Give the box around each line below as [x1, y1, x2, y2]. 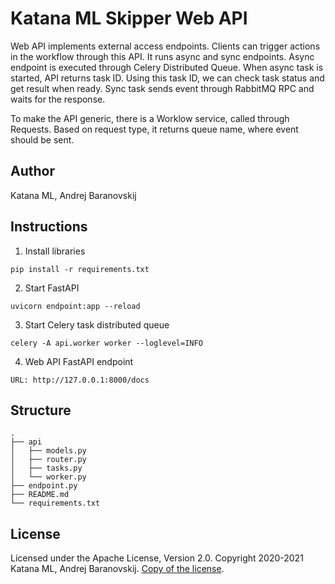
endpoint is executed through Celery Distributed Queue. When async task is [10, 61, 324, 73]
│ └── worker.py [10, 472, 87, 482]
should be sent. [10, 133, 75, 146]
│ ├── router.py [10, 455, 87, 465]
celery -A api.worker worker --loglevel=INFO [10, 338, 203, 348]
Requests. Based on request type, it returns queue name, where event [10, 123, 299, 135]
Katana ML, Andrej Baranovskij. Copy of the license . [10, 563, 225, 575]
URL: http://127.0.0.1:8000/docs [10, 375, 150, 385]
